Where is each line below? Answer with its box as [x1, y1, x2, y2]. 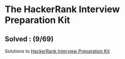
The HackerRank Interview [5, 4, 120, 15]
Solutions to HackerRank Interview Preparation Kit [5, 48, 110, 54]
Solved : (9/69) [5, 35, 54, 43]
